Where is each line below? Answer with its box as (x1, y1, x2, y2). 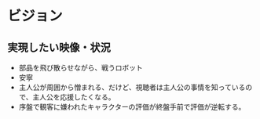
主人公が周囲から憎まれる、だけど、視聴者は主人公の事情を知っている (18, 83, 246, 92)
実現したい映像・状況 (7, 41, 111, 54)
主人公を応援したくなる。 (32, 92, 115, 102)
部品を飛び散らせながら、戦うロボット (18, 63, 143, 72)
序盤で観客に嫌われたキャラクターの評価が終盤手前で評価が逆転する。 (18, 103, 246, 111)
